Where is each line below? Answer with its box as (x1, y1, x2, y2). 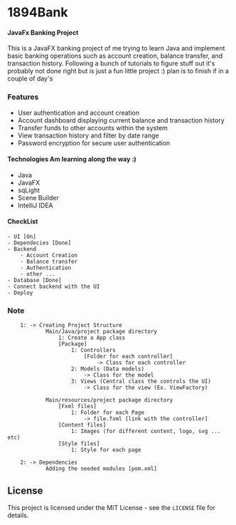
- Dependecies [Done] (7, 239, 72, 246)
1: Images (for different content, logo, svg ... (70, 428, 221, 435)
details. (7, 511, 29, 520)
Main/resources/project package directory (45, 397, 173, 404)
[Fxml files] (58, 403, 97, 410)
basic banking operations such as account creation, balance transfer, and (7, 51, 222, 61)
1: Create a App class (58, 334, 126, 342)
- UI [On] (7, 233, 37, 241)
